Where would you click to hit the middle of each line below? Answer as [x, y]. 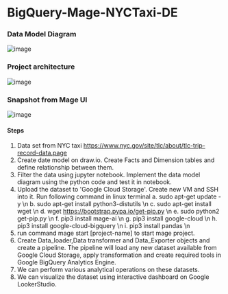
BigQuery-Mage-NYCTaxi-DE [92, 13]
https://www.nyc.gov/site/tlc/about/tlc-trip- [144, 146]
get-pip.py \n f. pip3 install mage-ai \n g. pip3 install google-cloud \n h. [117, 218]
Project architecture [41, 67]
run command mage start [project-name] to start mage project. [106, 233]
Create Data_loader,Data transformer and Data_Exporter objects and [113, 240]
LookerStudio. [37, 284]
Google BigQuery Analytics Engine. [66, 262]
